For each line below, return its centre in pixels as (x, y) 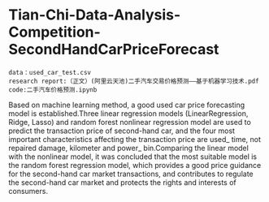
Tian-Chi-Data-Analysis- (95, 15)
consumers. (28, 191)
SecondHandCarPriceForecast (114, 49)
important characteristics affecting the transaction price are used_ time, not (135, 139)
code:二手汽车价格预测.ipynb (53, 90)
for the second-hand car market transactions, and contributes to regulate (131, 174)
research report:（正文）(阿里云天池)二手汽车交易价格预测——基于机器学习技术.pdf (134, 81)
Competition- (55, 32)
